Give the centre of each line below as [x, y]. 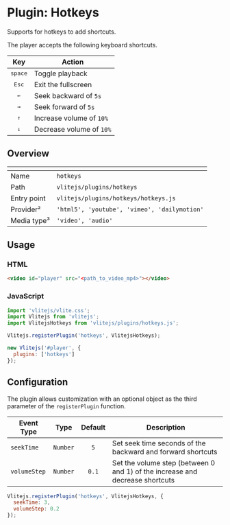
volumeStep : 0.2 [36, 509]
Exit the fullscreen [63, 84]
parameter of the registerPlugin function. [66, 406]
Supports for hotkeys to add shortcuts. [62, 32]
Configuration [38, 382]
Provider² [26, 209]
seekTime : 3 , [32, 502]
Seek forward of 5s [64, 106]
